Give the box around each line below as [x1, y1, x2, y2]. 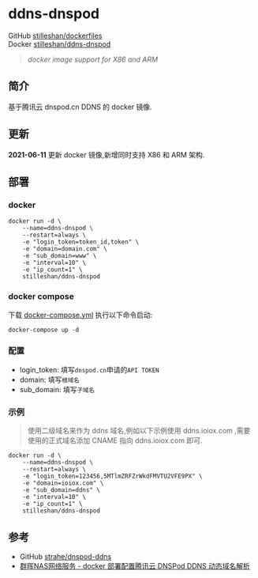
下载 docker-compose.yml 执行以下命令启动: [8, 310, 153, 319]
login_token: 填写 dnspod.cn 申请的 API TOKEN [19, 365, 159, 374]
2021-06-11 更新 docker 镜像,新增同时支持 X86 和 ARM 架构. [8, 149, 205, 159]
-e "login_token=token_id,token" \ [22, 238, 140, 246]
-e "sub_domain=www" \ [22, 252, 97, 260]
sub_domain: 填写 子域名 [19, 384, 95, 394]
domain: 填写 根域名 [19, 375, 80, 384]
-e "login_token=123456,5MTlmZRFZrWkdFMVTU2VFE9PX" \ [22, 472, 203, 481]
